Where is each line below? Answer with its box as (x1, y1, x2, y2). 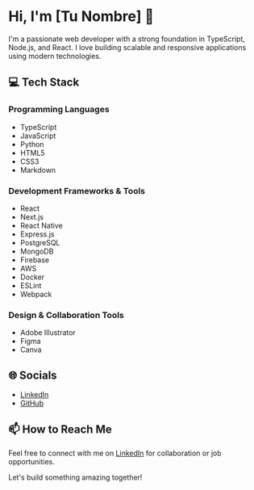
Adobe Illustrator (19, 328, 77, 337)
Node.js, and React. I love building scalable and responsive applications (8, 42, 247, 52)
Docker (19, 272, 45, 282)
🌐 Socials (8, 368, 58, 382)
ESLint (19, 280, 42, 290)
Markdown (19, 165, 56, 174)
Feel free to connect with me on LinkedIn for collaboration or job (8, 448, 222, 458)
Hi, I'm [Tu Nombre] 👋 (8, 7, 155, 26)
